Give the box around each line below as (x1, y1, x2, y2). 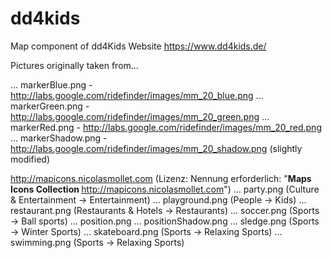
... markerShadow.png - (10, 132, 108, 144)
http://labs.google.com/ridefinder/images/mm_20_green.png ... (10, 110, 270, 122)
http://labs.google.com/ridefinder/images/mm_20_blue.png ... (10, 89, 264, 101)
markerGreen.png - (10, 100, 90, 112)
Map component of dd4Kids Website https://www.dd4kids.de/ (10, 40, 267, 52)
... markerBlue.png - (10, 78, 93, 91)
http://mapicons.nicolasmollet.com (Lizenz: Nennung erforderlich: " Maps (10, 172, 312, 184)
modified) (10, 153, 51, 165)
